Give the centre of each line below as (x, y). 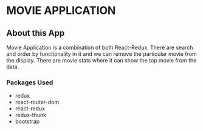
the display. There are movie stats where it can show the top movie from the (101, 60)
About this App (36, 33)
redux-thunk (31, 115)
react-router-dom (37, 102)
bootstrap (27, 121)
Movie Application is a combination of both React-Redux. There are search (100, 47)
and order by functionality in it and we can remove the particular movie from (102, 54)
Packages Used (30, 82)
